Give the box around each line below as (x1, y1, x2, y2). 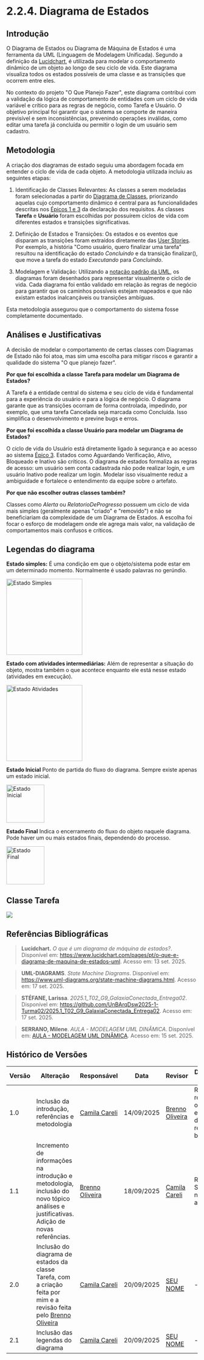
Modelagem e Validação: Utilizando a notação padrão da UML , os (15, 268, 180, 275)
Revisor (166, 1071, 188, 1080)
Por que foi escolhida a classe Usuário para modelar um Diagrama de (6, 426, 183, 433)
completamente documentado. (6, 312, 83, 319)
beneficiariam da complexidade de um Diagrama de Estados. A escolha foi (6, 513, 192, 521)
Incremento (36, 1141, 69, 1149)
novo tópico (36, 1194, 70, 1203)
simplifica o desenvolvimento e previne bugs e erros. (6, 415, 139, 422)
